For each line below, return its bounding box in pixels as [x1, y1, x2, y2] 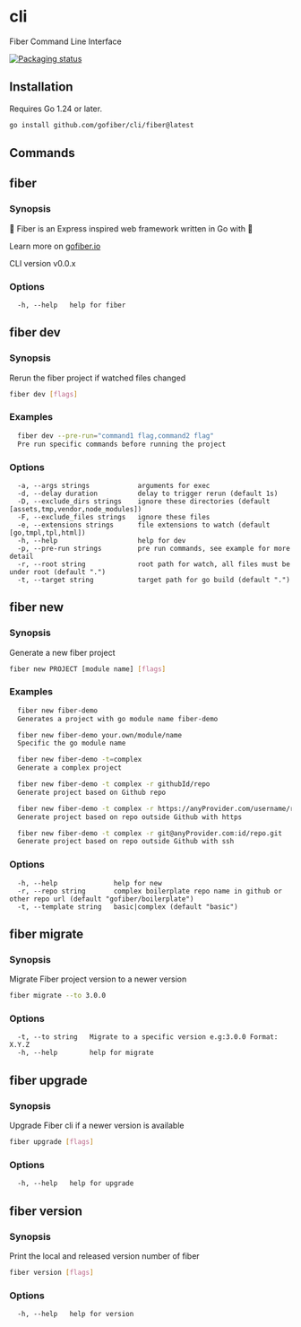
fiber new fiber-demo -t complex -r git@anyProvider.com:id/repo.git [17, 828, 282, 838]
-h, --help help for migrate [17, 1048, 154, 1058]
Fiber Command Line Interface [9, 36, 123, 47]
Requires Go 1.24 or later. [9, 103, 103, 114]
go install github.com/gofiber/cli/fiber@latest [9, 120, 194, 129]
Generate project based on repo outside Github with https [17, 812, 243, 822]
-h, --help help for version [17, 1310, 134, 1319]
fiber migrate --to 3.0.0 [9, 991, 106, 1000]
